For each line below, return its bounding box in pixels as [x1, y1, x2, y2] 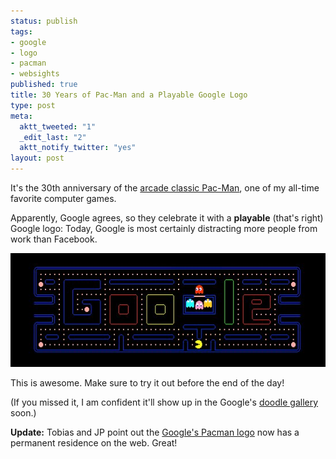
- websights [10, 69, 60, 79]
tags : [10, 26, 33, 37]
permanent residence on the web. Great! [10, 437, 178, 449]
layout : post [10, 153, 65, 164]
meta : [10, 111, 33, 121]
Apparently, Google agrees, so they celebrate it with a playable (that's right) [10, 212, 324, 224]
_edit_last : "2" [19, 132, 87, 142]
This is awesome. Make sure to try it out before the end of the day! [10, 377, 285, 389]
